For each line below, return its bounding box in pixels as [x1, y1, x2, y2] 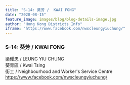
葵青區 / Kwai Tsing [5, 62, 46, 68]
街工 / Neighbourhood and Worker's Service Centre [5, 68, 113, 74]
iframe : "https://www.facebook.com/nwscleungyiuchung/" [5, 26, 125, 31]
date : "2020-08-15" [5, 12, 47, 17]
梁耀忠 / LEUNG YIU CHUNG [5, 56, 65, 62]
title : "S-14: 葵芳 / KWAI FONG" [5, 7, 77, 13]
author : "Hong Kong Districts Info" [5, 21, 82, 27]
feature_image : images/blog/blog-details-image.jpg [5, 17, 116, 22]
